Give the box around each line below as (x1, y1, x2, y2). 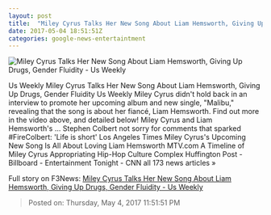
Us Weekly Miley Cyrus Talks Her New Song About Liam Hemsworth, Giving (8, 81, 261, 91)
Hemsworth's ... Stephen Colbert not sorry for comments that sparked (8, 124, 242, 133)
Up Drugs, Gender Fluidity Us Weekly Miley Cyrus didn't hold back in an (8, 90, 248, 99)
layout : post (8, 11, 52, 20)
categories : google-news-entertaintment (8, 34, 147, 43)
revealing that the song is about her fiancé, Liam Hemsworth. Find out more (8, 107, 260, 116)
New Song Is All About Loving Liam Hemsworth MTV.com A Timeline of (8, 141, 245, 150)
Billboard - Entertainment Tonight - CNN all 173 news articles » (8, 158, 216, 168)
